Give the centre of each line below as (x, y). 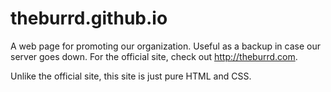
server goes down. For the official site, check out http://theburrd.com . (154, 56)
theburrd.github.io (89, 18)
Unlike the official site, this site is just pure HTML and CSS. (131, 76)
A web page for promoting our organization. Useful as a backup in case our (165, 46)
